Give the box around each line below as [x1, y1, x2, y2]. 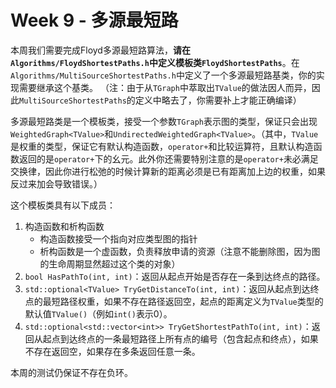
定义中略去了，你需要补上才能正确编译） [134, 94, 302, 106]
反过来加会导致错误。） [10, 177, 103, 190]
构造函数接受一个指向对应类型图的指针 [39, 232, 198, 245]
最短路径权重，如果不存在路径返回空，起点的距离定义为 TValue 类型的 [42, 295, 324, 307]
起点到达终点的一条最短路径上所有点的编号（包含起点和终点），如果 [42, 332, 319, 345]
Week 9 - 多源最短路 [10, 9, 179, 32]
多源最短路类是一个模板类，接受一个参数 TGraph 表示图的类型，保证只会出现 [10, 115, 318, 127]
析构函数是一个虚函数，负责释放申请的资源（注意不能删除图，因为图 [39, 245, 321, 257]
